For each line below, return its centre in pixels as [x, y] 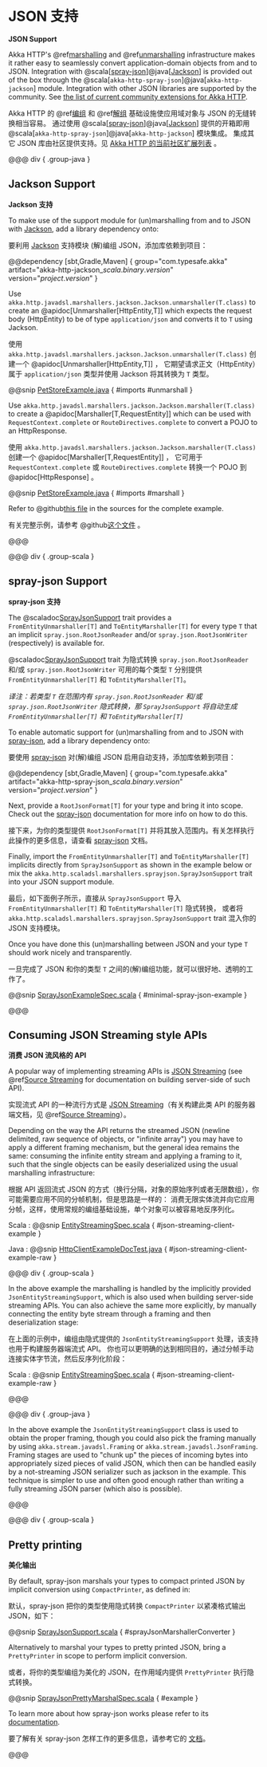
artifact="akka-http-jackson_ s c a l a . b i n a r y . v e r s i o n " [91, 270]
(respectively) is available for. [57, 643]
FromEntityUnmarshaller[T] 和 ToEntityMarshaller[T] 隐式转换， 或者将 [126, 908]
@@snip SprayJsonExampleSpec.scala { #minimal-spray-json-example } [128, 994]
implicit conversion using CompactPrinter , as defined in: [99, 1590]
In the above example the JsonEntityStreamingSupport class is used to [124, 1430]
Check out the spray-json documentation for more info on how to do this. [128, 813]
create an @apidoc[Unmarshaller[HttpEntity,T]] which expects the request [130, 310]
